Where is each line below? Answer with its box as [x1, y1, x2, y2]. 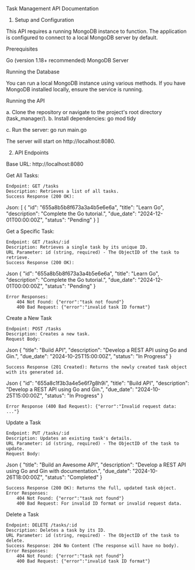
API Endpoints [14, 149, 49, 156]
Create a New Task [6, 315, 52, 321]
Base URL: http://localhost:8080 [6, 161, 84, 167]
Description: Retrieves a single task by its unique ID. [6, 244, 148, 250]
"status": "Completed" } [45, 474, 102, 481]
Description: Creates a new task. [6, 331, 91, 337]
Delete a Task [6, 511, 39, 518]
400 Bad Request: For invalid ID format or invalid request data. [16, 501, 182, 506]
